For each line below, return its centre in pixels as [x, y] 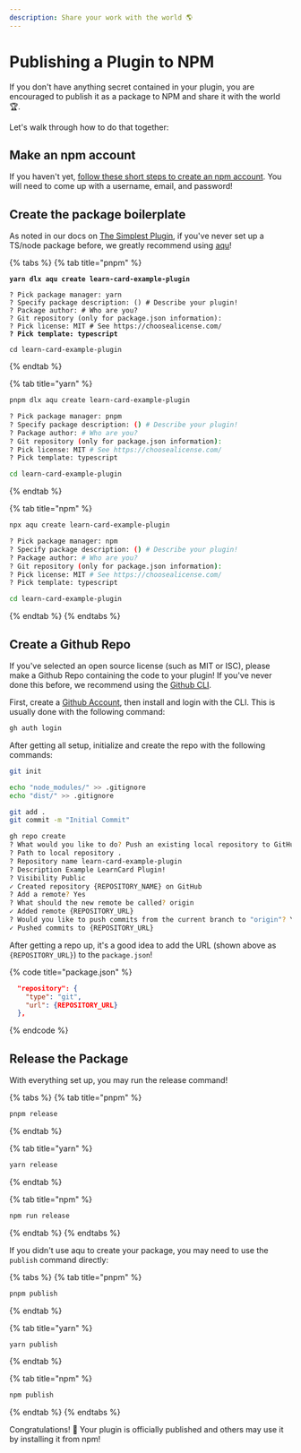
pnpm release [34, 1114]
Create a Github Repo [70, 645]
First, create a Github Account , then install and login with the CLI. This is [142, 702]
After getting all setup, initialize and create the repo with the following [138, 745]
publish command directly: [59, 1260]
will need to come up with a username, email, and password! [121, 186]
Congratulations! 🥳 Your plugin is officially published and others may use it [146, 1430]
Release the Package [69, 1058]
